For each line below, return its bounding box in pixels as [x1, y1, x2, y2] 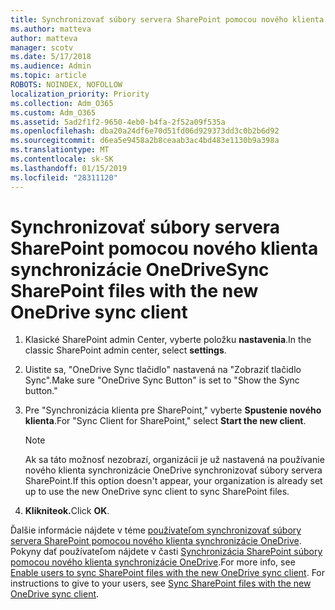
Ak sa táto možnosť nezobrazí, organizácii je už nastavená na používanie [24, 454, 325, 466]
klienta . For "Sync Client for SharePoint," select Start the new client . [24, 415, 307, 427]
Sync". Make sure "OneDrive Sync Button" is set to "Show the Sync [24, 374, 300, 386]
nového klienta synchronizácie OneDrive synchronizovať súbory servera [24, 464, 323, 476]
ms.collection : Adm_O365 [10, 98, 114, 108]
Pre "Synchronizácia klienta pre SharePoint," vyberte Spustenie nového [24, 404, 322, 416]
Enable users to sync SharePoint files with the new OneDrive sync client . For [10, 567, 326, 579]
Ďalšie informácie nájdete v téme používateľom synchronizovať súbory [10, 524, 302, 536]
